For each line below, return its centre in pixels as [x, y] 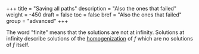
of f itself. [18, 45]
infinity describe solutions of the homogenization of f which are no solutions [100, 38]
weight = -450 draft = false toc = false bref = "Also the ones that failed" [94, 15]
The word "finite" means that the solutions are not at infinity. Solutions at [95, 32]
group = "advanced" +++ [37, 21]
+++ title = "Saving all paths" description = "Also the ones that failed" [91, 9]
